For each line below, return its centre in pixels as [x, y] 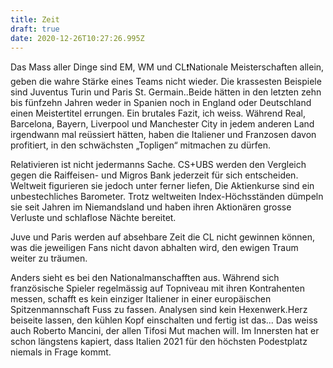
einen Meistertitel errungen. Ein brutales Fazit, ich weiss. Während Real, [158, 113]
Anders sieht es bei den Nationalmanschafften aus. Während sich [145, 278]
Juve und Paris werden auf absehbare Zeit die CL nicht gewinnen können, [163, 237]
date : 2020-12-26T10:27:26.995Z [77, 38]
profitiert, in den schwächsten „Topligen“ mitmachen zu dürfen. [141, 145]
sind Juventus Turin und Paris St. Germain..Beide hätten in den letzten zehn [166, 92]
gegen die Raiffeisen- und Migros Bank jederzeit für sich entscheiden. [154, 175]
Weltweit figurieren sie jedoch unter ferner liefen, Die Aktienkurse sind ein [162, 186]
